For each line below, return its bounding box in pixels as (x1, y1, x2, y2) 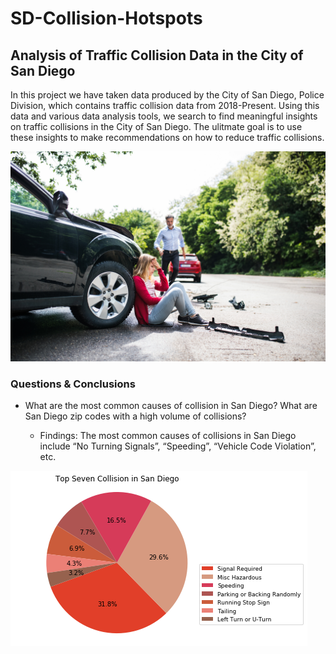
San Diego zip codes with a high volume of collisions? (24, 410, 247, 422)
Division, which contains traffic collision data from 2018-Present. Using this (10, 100, 320, 111)
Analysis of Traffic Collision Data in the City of (10, 47, 304, 64)
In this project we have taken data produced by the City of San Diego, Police (10, 89, 325, 101)
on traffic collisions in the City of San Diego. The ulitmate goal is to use (10, 121, 303, 132)
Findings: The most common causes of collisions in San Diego (39, 429, 297, 441)
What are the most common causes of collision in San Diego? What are (24, 399, 318, 411)
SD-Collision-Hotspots (10, 7, 203, 30)
